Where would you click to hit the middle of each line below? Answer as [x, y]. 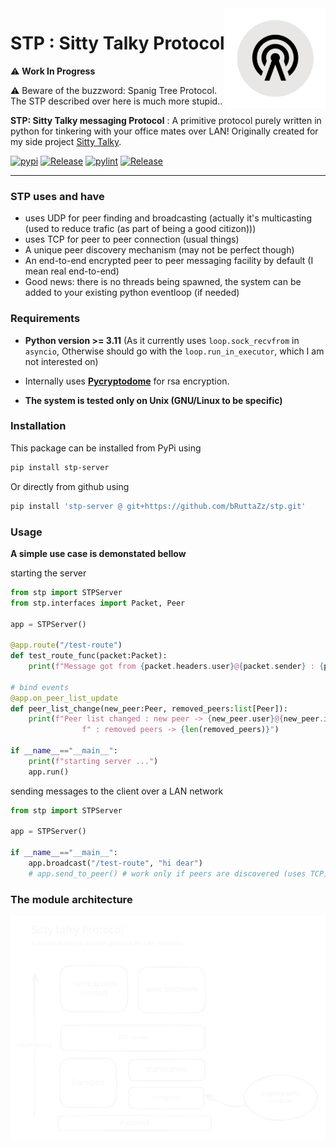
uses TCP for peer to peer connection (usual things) [132, 239]
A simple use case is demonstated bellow [98, 553]
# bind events [40, 687]
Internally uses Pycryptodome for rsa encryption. [127, 381]
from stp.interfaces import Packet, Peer [98, 603]
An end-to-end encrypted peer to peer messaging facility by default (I [169, 261]
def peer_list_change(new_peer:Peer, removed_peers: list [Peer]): [149, 708]
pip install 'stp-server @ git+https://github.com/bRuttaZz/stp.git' [158, 506]
